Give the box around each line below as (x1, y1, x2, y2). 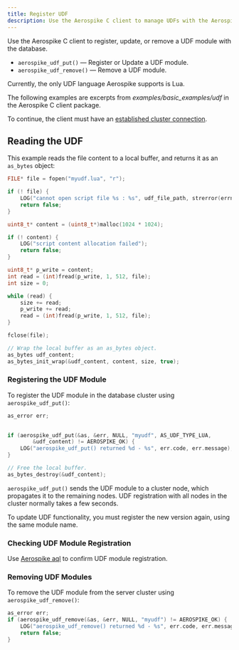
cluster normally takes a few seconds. (7, 499, 119, 508)
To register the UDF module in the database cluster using (7, 391, 175, 399)
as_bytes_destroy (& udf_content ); (7, 471, 107, 478)
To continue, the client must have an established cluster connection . (7, 115, 208, 123)
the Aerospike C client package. (7, 100, 101, 109)
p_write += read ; (20, 305, 72, 313)
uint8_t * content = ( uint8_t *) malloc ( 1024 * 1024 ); (7, 221, 164, 228)
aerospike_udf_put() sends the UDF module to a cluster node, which (7, 483, 209, 492)
